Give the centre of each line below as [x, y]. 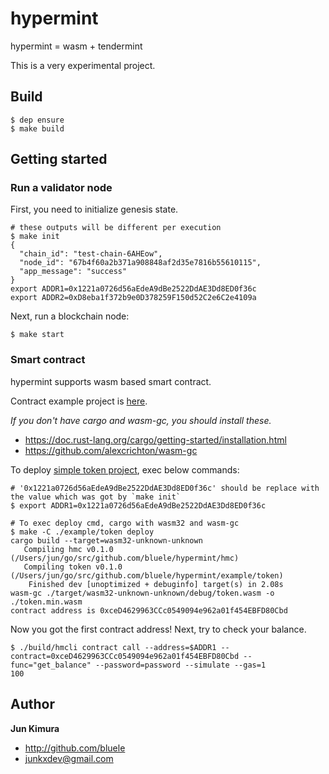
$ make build [37, 128]
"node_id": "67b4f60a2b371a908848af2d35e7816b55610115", [140, 263]
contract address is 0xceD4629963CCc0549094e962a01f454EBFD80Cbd [149, 610]
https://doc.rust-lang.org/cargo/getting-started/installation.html [155, 439]
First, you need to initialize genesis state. [94, 209]
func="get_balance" [51, 665]
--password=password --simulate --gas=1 [181, 665]
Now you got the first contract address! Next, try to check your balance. [158, 629]
